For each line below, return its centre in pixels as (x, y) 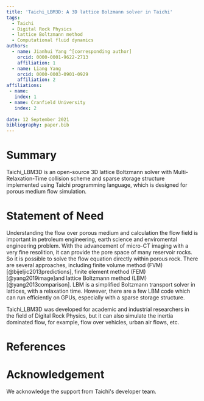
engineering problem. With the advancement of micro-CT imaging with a (97, 246)
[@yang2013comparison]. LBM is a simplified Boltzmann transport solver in (101, 284)
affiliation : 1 (37, 63)
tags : (13, 18)
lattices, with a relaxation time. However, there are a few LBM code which (98, 291)
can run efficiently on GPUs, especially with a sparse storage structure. (96, 298)
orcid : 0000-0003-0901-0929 (53, 74)
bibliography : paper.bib (38, 125)
